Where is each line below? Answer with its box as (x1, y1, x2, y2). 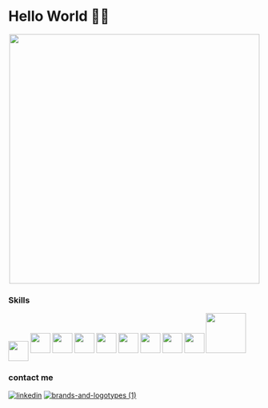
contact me (8, 372, 54, 383)
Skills (8, 295, 30, 306)
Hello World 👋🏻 (8, 7, 110, 26)
